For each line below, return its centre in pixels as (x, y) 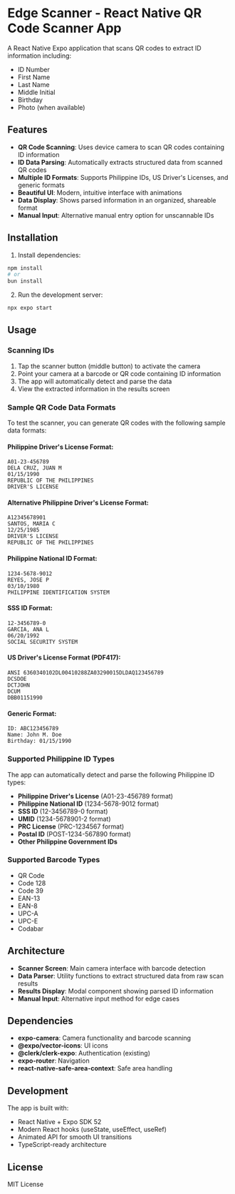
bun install (25, 281)
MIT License (26, 1184)
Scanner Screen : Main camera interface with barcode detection (111, 968)
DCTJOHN (19, 685)
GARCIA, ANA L (28, 629)
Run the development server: (60, 295)
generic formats (41, 185)
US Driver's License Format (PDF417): (64, 657)
